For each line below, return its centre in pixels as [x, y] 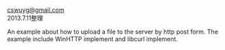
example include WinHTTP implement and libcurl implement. [93, 39]
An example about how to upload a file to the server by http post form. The [113, 32]
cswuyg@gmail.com [36, 10]
